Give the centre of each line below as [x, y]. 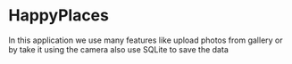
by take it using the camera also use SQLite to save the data [118, 49]
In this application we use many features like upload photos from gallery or [146, 40]
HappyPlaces [58, 16]
